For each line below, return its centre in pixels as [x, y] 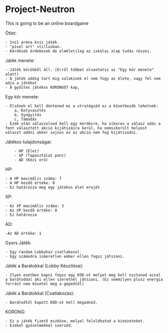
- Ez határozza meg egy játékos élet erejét [53, 187]
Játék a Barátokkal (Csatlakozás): [40, 293]
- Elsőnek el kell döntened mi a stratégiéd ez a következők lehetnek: [82, 106]
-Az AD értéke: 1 [23, 233]
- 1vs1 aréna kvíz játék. [32, 42]
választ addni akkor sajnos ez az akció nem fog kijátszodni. [72, 132]
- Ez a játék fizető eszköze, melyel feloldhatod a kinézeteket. [75, 321]
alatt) [12, 74]
